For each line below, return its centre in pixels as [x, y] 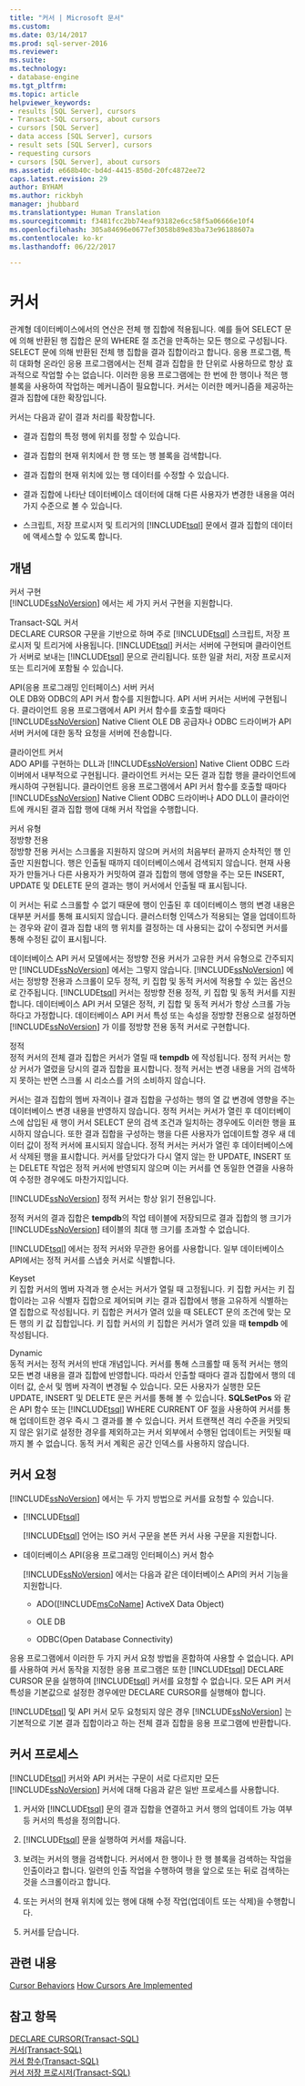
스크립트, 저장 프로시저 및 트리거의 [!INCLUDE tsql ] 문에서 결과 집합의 [146, 526]
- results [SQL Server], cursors [73, 111]
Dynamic [26, 1353]
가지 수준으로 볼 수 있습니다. [72, 506]
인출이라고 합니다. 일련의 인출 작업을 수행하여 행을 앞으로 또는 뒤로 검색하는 [156, 1870]
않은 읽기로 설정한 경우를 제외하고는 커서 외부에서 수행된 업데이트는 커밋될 [150, 1432]
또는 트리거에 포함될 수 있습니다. [67, 668]
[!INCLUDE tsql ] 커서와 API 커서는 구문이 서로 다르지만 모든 [115, 1778]
